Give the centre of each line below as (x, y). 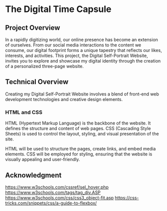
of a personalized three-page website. (44, 66)
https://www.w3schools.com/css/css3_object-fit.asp (59, 197)
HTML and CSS (24, 112)
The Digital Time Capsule (58, 9)
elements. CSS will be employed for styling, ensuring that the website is (79, 154)
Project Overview (33, 28)
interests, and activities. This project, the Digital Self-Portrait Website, (77, 55)
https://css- (127, 197)
